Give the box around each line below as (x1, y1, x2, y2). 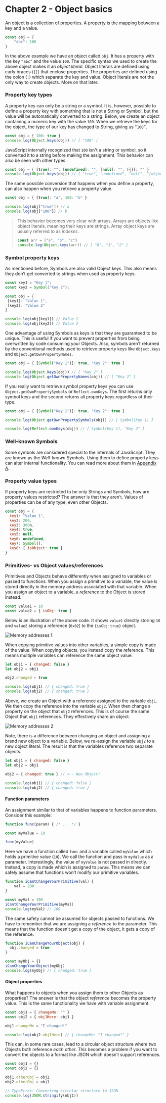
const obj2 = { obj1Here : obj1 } (5, 1014, 74, 1019)
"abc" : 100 (14, 39, 37, 44)
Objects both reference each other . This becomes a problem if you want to (5, 1047, 158, 1053)
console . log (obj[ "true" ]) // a (5, 204, 70, 209)
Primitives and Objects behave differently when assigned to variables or (5, 573, 152, 579)
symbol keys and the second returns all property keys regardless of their (5, 393, 153, 399)
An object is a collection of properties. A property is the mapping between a (5, 20, 160, 26)
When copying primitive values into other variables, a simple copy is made (5, 642, 157, 648)
